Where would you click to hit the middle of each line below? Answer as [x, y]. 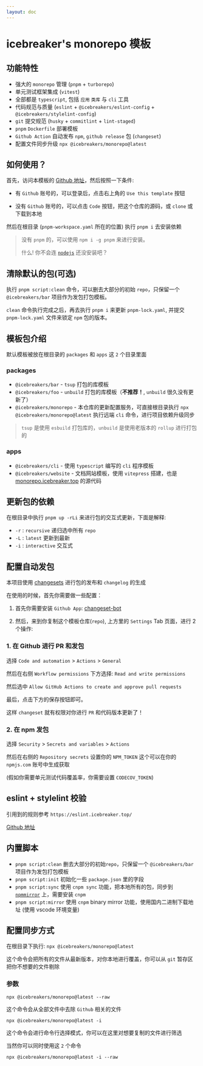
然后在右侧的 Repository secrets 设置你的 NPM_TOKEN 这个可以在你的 [91, 756]
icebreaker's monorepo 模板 [78, 44]
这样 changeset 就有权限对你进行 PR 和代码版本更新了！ [75, 712]
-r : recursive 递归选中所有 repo [55, 530]
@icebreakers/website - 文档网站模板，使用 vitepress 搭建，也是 [96, 473]
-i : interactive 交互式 [44, 545]
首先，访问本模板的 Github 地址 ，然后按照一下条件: [70, 181]
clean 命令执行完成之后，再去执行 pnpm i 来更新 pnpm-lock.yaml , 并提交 [95, 310]
